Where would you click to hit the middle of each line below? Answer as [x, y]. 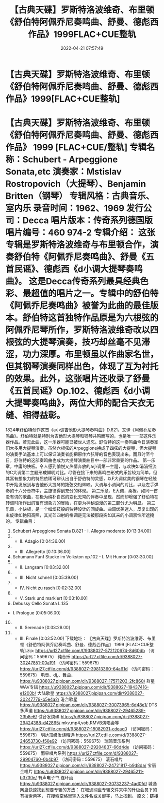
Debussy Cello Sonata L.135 [40, 603]
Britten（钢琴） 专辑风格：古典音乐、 [80, 196]
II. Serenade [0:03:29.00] [45, 627]
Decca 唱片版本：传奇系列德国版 [88, 220]
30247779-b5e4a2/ [40, 699]
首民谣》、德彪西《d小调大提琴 [66, 269]
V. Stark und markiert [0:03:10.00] [54, 598]
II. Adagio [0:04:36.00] [42, 541]
